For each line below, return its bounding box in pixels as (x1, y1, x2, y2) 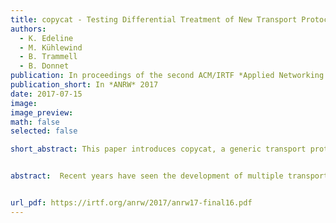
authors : (10, 24, 47, 34)
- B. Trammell (19, 52, 78, 62)
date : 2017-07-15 (10, 89, 83, 99)
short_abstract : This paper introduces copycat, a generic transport (10, 144, 307, 155)
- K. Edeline (19, 33, 74, 43)
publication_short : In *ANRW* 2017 (10, 80, 159, 90)
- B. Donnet (19, 61, 70, 71)
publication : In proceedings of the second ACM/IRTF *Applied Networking (10, 71, 325, 81)
